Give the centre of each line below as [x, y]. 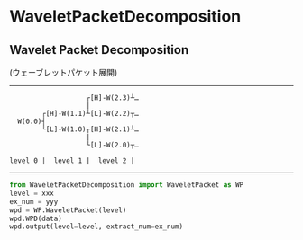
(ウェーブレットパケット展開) [64, 72]
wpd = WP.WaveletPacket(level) [68, 210]
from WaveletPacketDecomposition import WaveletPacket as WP [127, 185]
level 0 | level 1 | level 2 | [72, 161]
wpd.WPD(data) [36, 218]
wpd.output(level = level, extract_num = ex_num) [96, 227]
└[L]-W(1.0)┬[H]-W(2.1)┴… [91, 129]
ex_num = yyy [34, 201]
